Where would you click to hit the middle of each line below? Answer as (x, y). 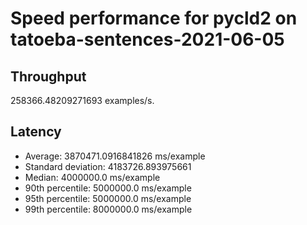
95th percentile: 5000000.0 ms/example (108, 198)
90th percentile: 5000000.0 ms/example (108, 188)
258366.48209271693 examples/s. (82, 100)
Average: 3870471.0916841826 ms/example (115, 156)
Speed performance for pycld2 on (154, 18)
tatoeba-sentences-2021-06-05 (147, 39)
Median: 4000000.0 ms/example (92, 177)
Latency (36, 132)
